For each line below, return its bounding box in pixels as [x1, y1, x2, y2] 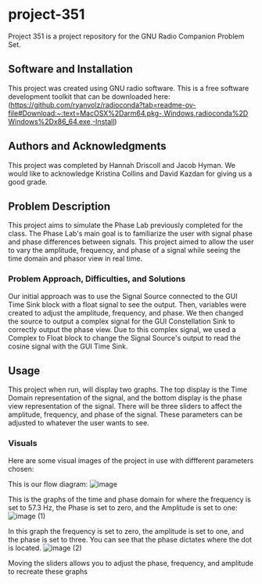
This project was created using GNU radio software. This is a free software [8, 83, 249, 93]
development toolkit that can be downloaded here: [8, 92, 170, 101]
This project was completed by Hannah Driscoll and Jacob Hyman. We [8, 160, 236, 170]
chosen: [8, 464, 34, 473]
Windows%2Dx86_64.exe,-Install [8, 116, 115, 126]
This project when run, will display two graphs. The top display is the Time [8, 385, 248, 394]
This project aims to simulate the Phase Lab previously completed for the [8, 221, 244, 230]
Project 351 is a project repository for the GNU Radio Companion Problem [8, 31, 245, 41]
